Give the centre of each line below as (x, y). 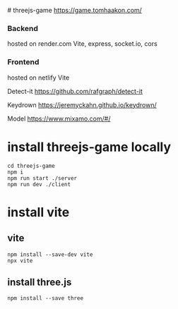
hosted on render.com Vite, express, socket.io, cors (82, 44)
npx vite (20, 260)
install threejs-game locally (89, 147)
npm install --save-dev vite (50, 254)
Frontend (23, 62)
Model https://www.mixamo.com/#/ (59, 119)
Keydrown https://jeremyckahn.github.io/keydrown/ (82, 104)
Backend (23, 28)
